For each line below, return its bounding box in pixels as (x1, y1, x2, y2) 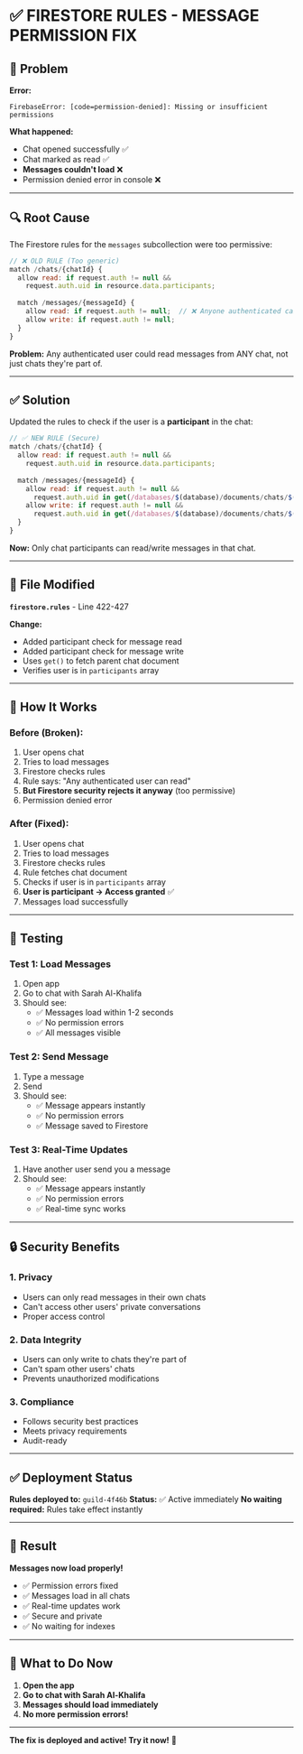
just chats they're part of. (9, 357, 103, 368)
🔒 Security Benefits (9, 1239, 120, 1255)
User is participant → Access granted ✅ (22, 886, 175, 896)
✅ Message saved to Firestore (35, 1120, 149, 1131)
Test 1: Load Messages (9, 958, 111, 970)
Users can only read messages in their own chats (22, 1292, 207, 1303)
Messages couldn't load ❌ (22, 164, 124, 174)
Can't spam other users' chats (22, 1363, 135, 1374)
